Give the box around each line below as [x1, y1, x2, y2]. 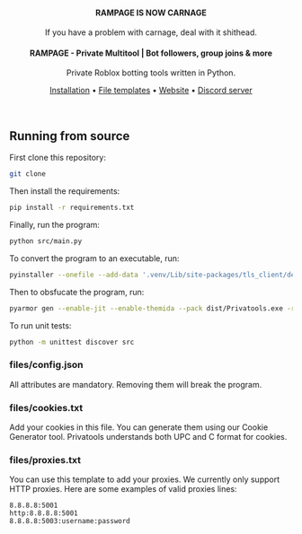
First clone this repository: [9, 153, 106, 163]
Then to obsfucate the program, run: [9, 286, 145, 297]
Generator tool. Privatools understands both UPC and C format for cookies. [9, 432, 288, 442]
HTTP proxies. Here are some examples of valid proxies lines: [9, 484, 237, 495]
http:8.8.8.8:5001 [9, 509, 78, 518]
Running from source [9, 128, 130, 144]
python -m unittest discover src [9, 337, 135, 346]
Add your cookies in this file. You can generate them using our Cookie [9, 422, 269, 433]
